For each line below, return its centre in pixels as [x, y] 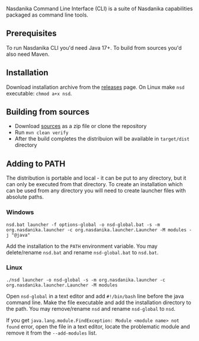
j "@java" [18, 235]
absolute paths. [25, 197]
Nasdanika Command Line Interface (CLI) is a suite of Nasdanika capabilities [99, 9]
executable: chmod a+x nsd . [39, 93]
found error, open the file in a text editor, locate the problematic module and [98, 326]
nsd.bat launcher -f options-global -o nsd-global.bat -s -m [83, 225]
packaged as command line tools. [47, 15]
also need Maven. [28, 54]
